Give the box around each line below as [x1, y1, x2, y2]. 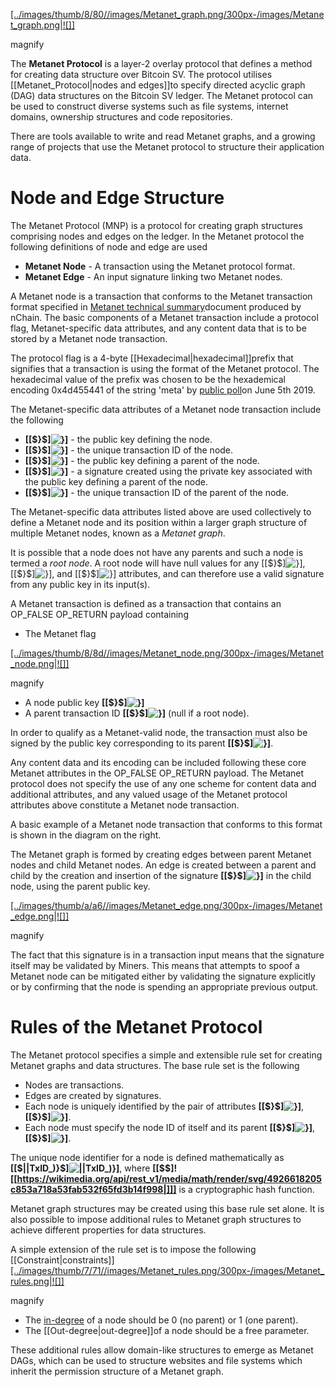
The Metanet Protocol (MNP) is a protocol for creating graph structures [10, 219, 303, 231]
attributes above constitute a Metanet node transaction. [10, 799, 240, 811]
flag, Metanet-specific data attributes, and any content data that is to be [10, 322, 307, 334]
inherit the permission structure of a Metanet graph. [10, 1365, 224, 1377]
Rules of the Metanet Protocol [10, 1016, 263, 1039]
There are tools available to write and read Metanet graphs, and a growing [10, 130, 316, 142]
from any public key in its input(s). [10, 578, 151, 590]
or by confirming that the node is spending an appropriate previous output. [10, 980, 319, 993]
